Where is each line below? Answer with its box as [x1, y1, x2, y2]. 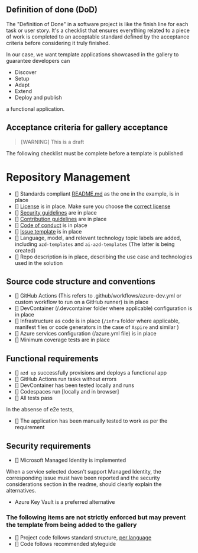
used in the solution [14, 259, 63, 266]
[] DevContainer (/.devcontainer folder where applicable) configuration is [14, 305, 193, 312]
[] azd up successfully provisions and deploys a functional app [14, 369, 167, 376]
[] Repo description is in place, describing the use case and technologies [14, 253, 193, 260]
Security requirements [6, 441, 91, 451]
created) [14, 247, 36, 254]
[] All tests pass [14, 394, 53, 402]
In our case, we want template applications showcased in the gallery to [6, 50, 179, 58]
